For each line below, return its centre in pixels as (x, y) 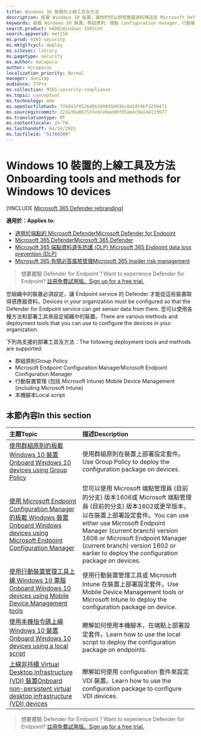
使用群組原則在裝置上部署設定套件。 (133, 454)
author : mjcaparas (29, 67)
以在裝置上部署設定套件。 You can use (135, 515)
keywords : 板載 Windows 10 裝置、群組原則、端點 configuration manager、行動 (99, 23)
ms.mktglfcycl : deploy (34, 46)
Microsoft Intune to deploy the (125, 599)
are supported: (25, 349)
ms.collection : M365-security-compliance (59, 90)
